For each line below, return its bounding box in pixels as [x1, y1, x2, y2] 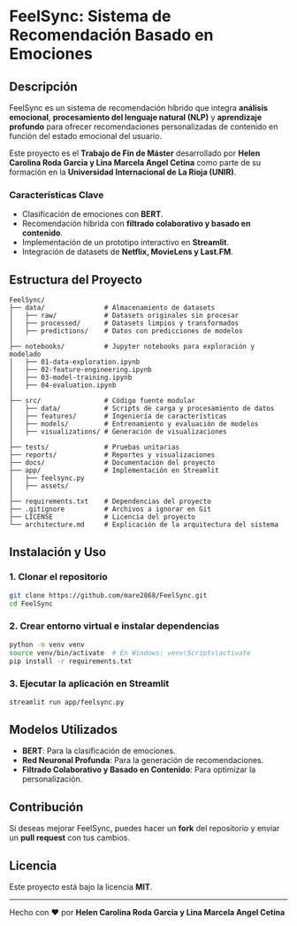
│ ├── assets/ [9, 482, 69, 490]
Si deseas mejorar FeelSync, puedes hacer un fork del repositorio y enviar [9, 823, 280, 834]
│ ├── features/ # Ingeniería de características [9, 412, 227, 421]
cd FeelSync [9, 599, 53, 608]
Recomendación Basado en [9, 25, 214, 45]
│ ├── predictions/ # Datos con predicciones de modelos [9, 327, 243, 336]
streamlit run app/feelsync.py [9, 698, 125, 706]
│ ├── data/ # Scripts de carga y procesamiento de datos [9, 405, 275, 413]
